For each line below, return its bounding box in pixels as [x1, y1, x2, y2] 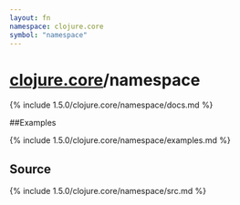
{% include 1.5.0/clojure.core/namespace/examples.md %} [9, 135, 231, 146]
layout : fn [9, 13, 51, 23]
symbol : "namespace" [9, 30, 89, 39]
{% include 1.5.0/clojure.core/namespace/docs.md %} [9, 99, 214, 110]
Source [9, 161, 52, 177]
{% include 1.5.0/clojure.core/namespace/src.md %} [9, 186, 207, 197]
